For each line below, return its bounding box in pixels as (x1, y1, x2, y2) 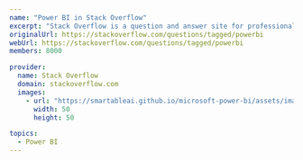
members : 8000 (9, 47, 63, 56)
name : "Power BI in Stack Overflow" (9, 13, 147, 22)
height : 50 (32, 113, 75, 122)
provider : (9, 63, 47, 72)
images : (17, 87, 47, 97)
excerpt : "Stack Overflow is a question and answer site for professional (9, 22, 297, 31)
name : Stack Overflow (17, 71, 99, 81)
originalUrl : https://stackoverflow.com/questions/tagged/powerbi (9, 30, 264, 39)
